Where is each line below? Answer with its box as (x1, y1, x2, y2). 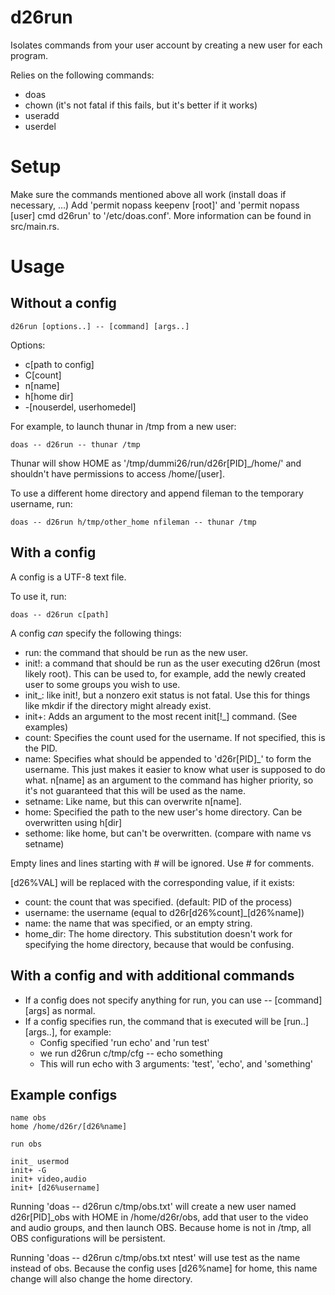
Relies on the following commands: (10, 69, 155, 81)
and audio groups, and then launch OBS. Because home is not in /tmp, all (10, 1222, 312, 1234)
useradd (24, 109, 60, 121)
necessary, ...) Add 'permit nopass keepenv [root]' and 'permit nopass (10, 199, 300, 211)
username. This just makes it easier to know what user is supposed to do (24, 763, 326, 775)
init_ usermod (10, 1157, 70, 1167)
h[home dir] (24, 390, 74, 402)
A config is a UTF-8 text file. (10, 571, 127, 583)
